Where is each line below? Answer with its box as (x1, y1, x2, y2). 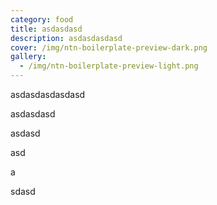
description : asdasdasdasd (10, 33, 123, 43)
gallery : (10, 52, 47, 62)
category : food (10, 14, 74, 25)
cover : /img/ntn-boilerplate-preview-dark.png (10, 42, 208, 53)
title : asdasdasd (10, 24, 83, 34)
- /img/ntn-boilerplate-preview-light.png (19, 61, 199, 71)
